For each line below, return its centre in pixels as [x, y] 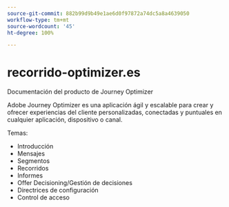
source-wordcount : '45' [41, 26]
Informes [30, 175]
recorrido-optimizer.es [74, 73]
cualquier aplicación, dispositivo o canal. [65, 120]
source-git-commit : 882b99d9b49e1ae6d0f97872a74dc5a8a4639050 [98, 13]
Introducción [35, 146]
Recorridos [33, 168]
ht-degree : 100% [30, 33]
